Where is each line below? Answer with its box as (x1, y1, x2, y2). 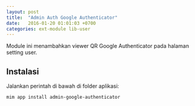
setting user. (6, 49, 38, 56)
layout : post (6, 8, 39, 15)
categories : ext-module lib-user (6, 25, 91, 32)
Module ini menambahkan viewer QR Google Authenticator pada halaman (6, 42, 190, 50)
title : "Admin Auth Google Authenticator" (6, 15, 118, 21)
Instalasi (6, 66, 39, 76)
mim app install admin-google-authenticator (6, 94, 121, 101)
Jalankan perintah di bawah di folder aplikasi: (6, 82, 119, 90)
